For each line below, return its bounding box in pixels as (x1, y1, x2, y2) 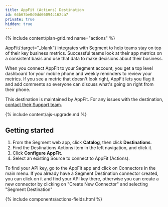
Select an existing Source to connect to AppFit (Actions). (12, 155, 130, 161)
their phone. (5, 86, 31, 93)
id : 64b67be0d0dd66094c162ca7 (5, 12, 69, 17)
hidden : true (5, 21, 33, 27)
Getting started (5, 126, 54, 135)
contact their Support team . (5, 101, 63, 108)
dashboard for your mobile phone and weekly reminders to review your (5, 71, 152, 77)
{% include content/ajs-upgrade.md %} (5, 112, 87, 118)
